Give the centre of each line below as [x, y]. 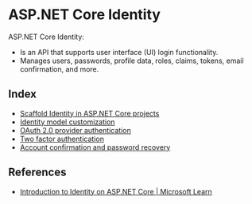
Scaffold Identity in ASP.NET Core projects [89, 113]
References [37, 173]
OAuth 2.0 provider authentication [75, 130]
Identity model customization [67, 122]
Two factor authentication [62, 139]
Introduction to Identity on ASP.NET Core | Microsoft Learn [116, 191]
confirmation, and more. [59, 69]
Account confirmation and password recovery [95, 147]
